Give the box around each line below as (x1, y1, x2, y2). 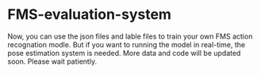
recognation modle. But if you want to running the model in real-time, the (7, 39, 246, 49)
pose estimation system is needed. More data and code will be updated (7, 48, 241, 57)
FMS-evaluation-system (7, 6, 172, 24)
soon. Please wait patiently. (7, 57, 97, 66)
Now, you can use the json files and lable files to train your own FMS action (7, 31, 253, 41)
